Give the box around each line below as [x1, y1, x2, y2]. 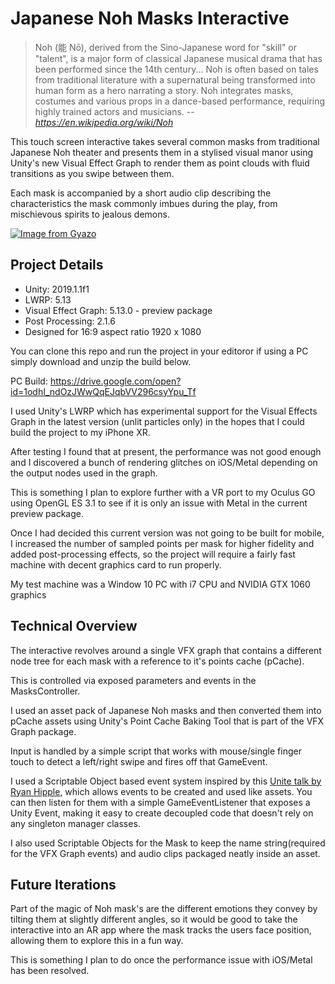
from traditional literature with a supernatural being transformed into [34, 73, 316, 86]
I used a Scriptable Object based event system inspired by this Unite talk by [10, 775, 322, 787]
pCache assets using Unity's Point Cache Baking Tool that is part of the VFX [10, 715, 325, 727]
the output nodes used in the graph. [10, 467, 158, 479]
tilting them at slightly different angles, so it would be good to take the [10, 913, 298, 926]
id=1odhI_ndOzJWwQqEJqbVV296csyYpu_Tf [10, 385, 197, 397]
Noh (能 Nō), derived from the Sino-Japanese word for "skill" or [34, 41, 298, 53]
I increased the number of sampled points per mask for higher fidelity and [10, 537, 315, 549]
